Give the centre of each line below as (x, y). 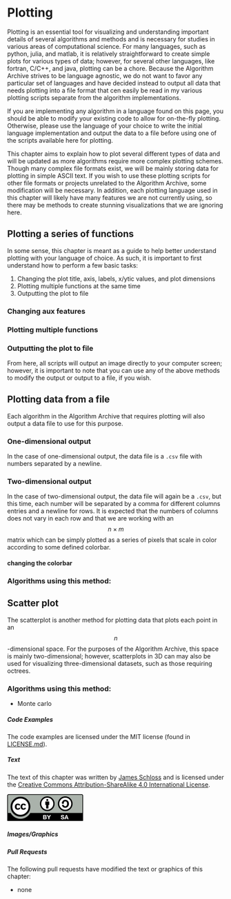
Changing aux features (47, 311)
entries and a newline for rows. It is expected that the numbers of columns (113, 511)
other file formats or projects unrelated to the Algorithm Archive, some (107, 183)
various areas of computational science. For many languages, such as (107, 46)
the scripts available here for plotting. (60, 140)
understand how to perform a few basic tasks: (73, 265)
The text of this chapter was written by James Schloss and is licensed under (115, 777)
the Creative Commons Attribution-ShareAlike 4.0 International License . (109, 785)
